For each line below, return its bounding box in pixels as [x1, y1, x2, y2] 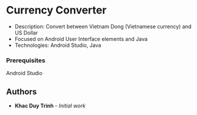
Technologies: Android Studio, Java [14, 42, 101, 49]
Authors [6, 86, 37, 97]
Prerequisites [6, 56, 45, 65]
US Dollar [14, 29, 38, 36]
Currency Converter [6, 4, 107, 17]
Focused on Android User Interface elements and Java [14, 35, 148, 42]
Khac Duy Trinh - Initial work [14, 102, 86, 109]
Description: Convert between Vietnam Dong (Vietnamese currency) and [14, 23, 192, 30]
